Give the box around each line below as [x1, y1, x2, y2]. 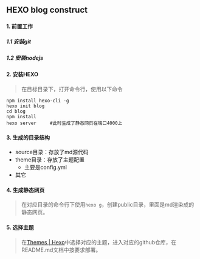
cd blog [6, 108, 26, 115]
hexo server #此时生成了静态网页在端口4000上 [6, 120, 123, 126]
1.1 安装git [6, 38, 32, 45]
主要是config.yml [24, 164, 67, 171]
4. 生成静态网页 [6, 186, 45, 194]
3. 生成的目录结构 [6, 133, 50, 141]
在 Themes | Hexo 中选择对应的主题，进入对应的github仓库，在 [21, 238, 177, 246]
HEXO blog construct [6, 5, 88, 15]
